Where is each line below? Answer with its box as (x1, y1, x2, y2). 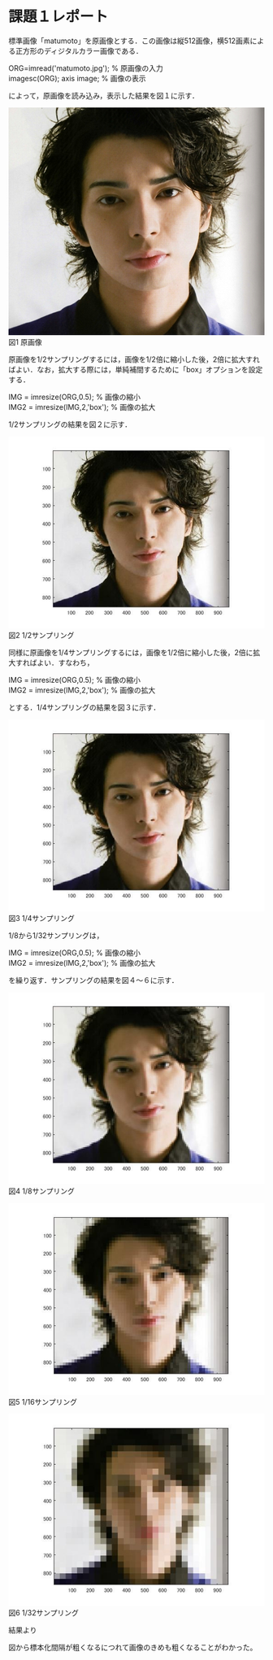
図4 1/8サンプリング (8, 1186, 75, 1196)
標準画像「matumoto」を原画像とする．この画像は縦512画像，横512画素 (8, 36, 250, 46)
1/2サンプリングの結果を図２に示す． (8, 419, 132, 429)
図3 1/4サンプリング (8, 914, 75, 923)
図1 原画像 (8, 337, 42, 347)
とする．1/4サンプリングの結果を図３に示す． (8, 702, 161, 712)
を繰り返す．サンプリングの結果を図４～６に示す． (8, 976, 179, 985)
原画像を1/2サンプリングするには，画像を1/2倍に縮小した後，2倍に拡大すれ (8, 354, 260, 364)
